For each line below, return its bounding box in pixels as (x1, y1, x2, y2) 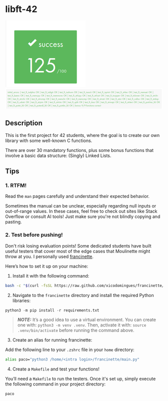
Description (5, 119, 42, 127)
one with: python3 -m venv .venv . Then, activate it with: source (17, 322, 146, 328)
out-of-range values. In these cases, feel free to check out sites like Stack (5, 208, 157, 214)
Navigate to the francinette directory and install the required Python (12, 292, 154, 298)
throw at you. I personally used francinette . (5, 253, 94, 259)
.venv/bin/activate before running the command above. (17, 327, 134, 333)
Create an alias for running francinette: (12, 337, 92, 343)
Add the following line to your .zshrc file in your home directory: (5, 346, 134, 353)
